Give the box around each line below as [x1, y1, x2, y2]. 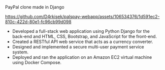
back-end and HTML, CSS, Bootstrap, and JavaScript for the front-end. [12, 34, 157, 39]
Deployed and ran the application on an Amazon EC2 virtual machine [12, 54, 152, 60]
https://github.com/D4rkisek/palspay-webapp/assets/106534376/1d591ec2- [5, 14, 160, 19]
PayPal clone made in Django [5, 4, 65, 10]
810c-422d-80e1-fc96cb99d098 [5, 19, 71, 24]
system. [12, 49, 29, 55]
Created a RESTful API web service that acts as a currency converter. [12, 39, 154, 45]
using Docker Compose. [12, 60, 62, 65]
